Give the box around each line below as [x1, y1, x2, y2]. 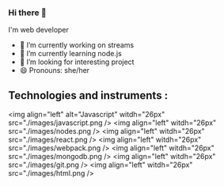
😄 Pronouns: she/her [19, 66, 89, 75]
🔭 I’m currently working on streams [19, 40, 135, 50]
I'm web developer [8, 25, 70, 35]
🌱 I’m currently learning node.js [19, 49, 123, 59]
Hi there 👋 [8, 7, 47, 18]
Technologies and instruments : [8, 89, 169, 102]
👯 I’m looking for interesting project [19, 57, 135, 66]
